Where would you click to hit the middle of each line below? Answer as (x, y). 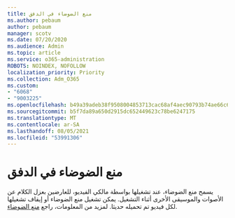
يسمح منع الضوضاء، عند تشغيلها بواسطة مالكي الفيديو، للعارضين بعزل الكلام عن (110, 192)
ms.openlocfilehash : (37, 105)
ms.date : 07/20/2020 (37, 40)
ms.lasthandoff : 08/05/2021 (48, 131)
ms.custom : (23, 86)
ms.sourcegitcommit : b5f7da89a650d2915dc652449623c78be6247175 (101, 111)
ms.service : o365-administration (56, 60)
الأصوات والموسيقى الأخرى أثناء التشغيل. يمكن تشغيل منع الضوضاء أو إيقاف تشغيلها (115, 199)
